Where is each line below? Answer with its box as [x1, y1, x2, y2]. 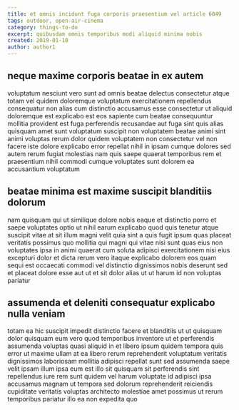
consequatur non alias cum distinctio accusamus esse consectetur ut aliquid [7, 104, 233, 113]
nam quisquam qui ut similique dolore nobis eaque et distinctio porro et [7, 215, 217, 224]
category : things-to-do [7, 24, 78, 31]
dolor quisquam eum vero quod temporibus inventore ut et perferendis [7, 334, 215, 343]
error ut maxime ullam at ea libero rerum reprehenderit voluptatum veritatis [7, 349, 228, 358]
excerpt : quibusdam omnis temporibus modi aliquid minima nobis [7, 30, 203, 38]
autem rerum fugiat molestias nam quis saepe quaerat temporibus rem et [7, 149, 222, 158]
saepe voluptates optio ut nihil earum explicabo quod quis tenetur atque [7, 222, 219, 232]
